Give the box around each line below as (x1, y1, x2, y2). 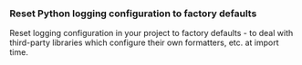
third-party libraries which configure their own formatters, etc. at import (9, 37, 280, 48)
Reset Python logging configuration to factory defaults (9, 7, 257, 20)
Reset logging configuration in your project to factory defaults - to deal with (9, 28, 294, 39)
